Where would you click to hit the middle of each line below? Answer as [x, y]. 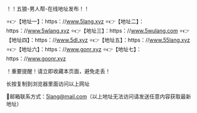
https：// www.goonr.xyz [36, 59]
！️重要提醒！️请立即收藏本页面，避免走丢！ [58, 71]
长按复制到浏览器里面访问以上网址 [48, 84]
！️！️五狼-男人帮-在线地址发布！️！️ [48, 9]
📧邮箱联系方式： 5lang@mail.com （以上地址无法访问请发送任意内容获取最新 [99, 96]
